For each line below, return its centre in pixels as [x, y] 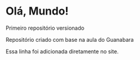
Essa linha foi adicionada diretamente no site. [62, 51]
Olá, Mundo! [37, 11]
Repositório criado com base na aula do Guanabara [70, 39]
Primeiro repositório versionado [45, 28]
